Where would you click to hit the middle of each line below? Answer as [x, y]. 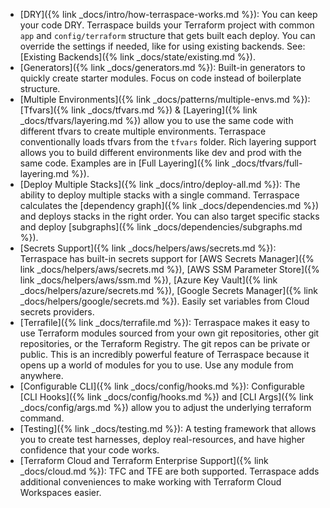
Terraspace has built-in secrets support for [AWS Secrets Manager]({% [167, 258]
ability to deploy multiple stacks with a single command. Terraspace [159, 195]
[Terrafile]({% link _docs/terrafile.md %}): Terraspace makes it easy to [164, 322]
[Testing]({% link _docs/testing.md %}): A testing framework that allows [168, 428]
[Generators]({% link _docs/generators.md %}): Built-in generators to [162, 67]
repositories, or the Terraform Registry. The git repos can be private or [165, 343]
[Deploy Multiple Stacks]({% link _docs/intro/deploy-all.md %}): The [160, 184]
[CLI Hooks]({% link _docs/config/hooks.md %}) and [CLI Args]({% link [166, 397]
